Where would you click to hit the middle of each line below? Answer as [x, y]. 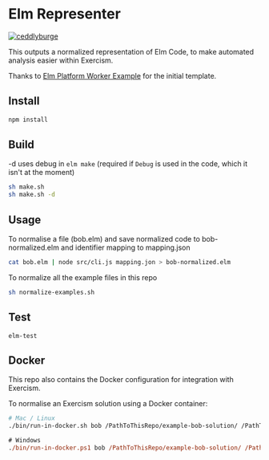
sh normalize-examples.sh [51, 292]
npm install [28, 120]
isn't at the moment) [42, 173]
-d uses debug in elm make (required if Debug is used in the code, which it [128, 164]
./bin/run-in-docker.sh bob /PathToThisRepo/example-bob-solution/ [123, 426]
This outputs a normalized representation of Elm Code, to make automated [131, 51]
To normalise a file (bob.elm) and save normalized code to [104, 239]
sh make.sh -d [32, 195]
